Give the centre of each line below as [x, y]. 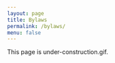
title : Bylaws [27, 20]
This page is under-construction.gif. [57, 52]
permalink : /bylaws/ [37, 26]
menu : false [24, 33]
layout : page [26, 13]
